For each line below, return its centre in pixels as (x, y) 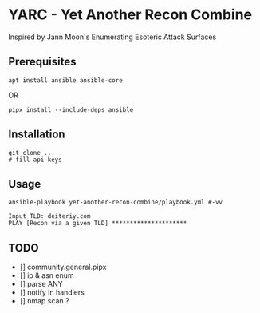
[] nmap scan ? (44, 301)
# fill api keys (35, 160)
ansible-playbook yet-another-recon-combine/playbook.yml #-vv (116, 202)
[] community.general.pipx (63, 267)
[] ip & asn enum (47, 275)
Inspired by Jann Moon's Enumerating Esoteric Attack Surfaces (112, 37)
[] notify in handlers (52, 292)
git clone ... (32, 153)
